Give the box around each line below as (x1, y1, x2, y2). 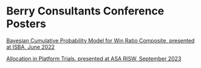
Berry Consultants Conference (6, 4, 165, 18)
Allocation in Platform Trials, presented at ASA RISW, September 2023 (6, 55, 182, 62)
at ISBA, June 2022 (6, 43, 55, 51)
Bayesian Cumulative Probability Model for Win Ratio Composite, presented (6, 37, 195, 44)
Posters (6, 17, 47, 31)
